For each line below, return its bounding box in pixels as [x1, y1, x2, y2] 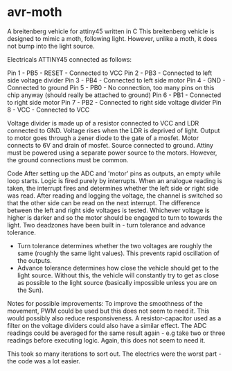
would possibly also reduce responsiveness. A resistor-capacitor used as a [7, 313, 222, 322]
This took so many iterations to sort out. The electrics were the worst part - [7, 350, 222, 358]
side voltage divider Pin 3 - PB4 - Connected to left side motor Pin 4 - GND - [7, 76, 226, 84]
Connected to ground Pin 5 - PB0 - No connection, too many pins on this [7, 83, 215, 92]
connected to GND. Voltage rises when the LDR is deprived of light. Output [7, 126, 220, 135]
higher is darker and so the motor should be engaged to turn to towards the [7, 213, 223, 222]
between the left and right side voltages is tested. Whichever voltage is [7, 206, 210, 214]
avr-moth [7, 4, 62, 20]
